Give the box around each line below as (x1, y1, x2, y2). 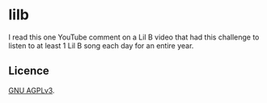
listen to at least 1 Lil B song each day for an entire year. (8, 40, 194, 50)
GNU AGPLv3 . (8, 85, 55, 95)
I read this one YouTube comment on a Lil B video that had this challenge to (8, 32, 260, 42)
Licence (8, 64, 50, 78)
